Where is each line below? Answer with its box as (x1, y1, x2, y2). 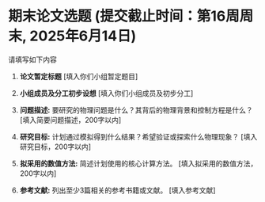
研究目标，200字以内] (19, 142, 92, 151)
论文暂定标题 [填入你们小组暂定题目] (19, 71, 138, 81)
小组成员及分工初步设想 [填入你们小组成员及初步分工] (19, 88, 194, 97)
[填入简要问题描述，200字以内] (19, 115, 122, 124)
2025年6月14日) (29, 27, 137, 45)
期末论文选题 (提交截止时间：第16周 (8, 7, 240, 25)
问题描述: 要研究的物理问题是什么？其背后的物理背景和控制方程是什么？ (19, 105, 253, 115)
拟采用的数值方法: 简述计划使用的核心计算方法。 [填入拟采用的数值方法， (19, 158, 258, 168)
